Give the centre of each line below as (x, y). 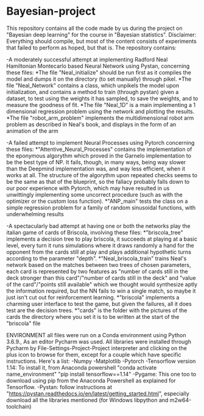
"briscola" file (23, 323)
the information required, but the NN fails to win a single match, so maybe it (101, 291)
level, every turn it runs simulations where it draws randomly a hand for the (100, 245)
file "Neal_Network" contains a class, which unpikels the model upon (93, 85)
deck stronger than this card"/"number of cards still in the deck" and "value (101, 278)
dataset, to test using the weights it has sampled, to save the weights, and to (102, 98)
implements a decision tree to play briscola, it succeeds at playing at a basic (102, 239)
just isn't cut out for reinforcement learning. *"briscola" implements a (93, 297)
